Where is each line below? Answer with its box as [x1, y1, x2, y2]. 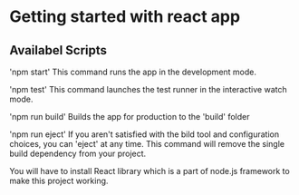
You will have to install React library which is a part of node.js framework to [9, 166, 290, 176]
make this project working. [9, 175, 109, 186]
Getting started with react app [9, 6, 241, 27]
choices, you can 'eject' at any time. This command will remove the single [9, 139, 285, 149]
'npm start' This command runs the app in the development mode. [9, 66, 256, 77]
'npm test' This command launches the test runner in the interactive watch [9, 84, 287, 94]
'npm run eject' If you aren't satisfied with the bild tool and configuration [9, 129, 279, 140]
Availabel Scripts [9, 43, 107, 58]
